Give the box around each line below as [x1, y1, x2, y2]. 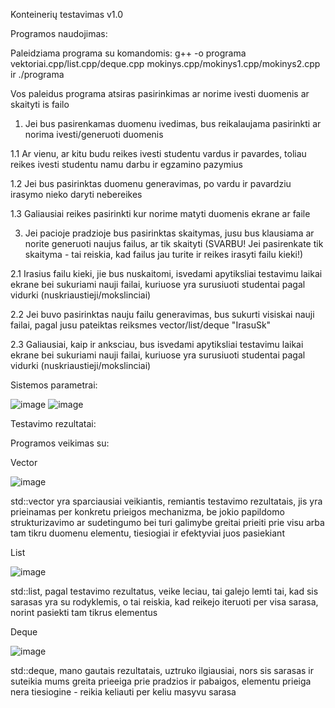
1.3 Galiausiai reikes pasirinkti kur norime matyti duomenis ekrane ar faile [10, 208, 311, 219]
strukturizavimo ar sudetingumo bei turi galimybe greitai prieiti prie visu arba [10, 517, 325, 528]
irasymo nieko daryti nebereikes [10, 189, 143, 200]
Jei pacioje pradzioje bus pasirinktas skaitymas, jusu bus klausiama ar [24, 227, 315, 239]
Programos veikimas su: [10, 437, 110, 449]
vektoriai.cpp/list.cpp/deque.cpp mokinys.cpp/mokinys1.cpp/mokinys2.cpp [10, 58, 321, 69]
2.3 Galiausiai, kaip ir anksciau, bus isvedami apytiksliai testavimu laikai [10, 339, 304, 350]
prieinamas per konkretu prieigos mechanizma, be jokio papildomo [10, 506, 285, 518]
